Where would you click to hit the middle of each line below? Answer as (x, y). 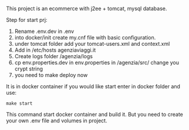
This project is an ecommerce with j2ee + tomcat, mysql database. (87, 9)
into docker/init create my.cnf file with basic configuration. (85, 37)
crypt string (28, 69)
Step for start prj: (27, 20)
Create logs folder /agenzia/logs (53, 56)
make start (19, 104)
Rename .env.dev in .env (44, 31)
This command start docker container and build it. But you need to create (95, 114)
